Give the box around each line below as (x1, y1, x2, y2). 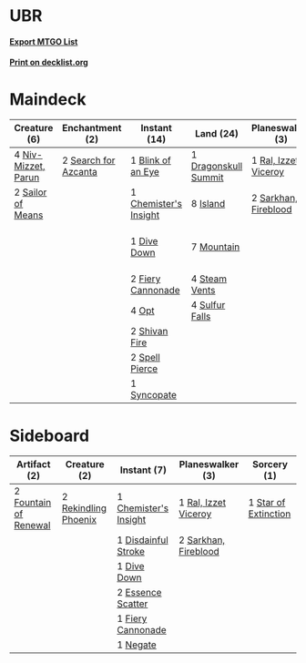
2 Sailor (14, 186, 47, 199)
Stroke (117, 546, 146, 558)
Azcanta (62, 166, 98, 178)
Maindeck (9, 88, 87, 109)
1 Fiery (117, 612, 148, 625)
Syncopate (130, 389, 178, 402)
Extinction (248, 507, 291, 520)
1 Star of (248, 496, 286, 509)
